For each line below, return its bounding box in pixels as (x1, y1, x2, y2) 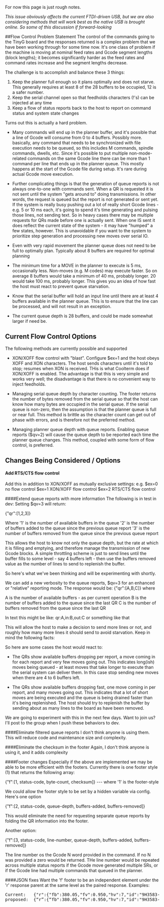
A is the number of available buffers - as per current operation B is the (5, 595, 147, 601)
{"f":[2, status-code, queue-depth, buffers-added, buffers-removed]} (5, 803, 145, 809)
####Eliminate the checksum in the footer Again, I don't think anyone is (5, 744, 149, 750)
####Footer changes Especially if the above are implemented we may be (5, 759, 153, 765)
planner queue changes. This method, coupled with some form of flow (12, 437, 155, 442)
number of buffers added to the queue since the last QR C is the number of (5, 600, 157, 606)
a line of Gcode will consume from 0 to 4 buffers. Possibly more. (12, 135, 142, 140)
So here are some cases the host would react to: (5, 644, 103, 650)
